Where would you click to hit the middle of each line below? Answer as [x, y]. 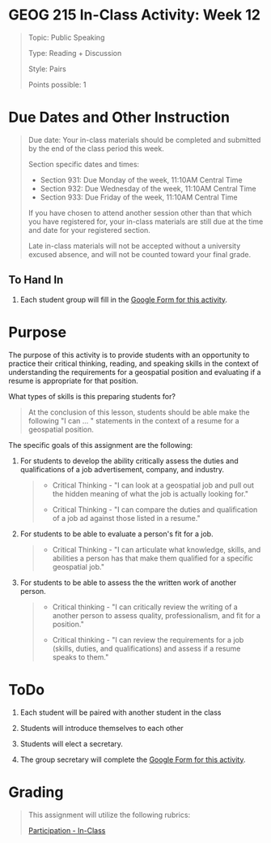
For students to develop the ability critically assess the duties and [129, 461]
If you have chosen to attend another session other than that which [140, 213]
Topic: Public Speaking [66, 37]
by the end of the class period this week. [96, 148]
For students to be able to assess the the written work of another [128, 583]
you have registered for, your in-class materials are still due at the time [146, 222]
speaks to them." [80, 657]
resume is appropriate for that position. [74, 381]
